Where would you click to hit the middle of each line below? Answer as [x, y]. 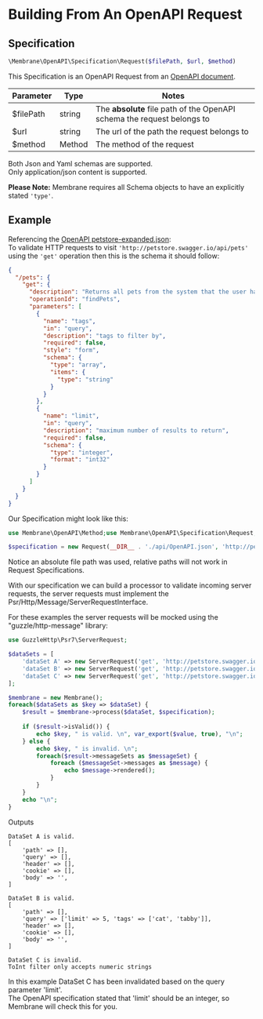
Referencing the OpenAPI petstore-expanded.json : [90, 239]
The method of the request [144, 144]
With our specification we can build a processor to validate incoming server [130, 585]
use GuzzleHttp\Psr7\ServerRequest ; [68, 640]
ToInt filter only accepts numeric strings [80, 966]
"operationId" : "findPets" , [75, 300]
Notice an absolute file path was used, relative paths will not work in [118, 562]
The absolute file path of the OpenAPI [165, 109]
